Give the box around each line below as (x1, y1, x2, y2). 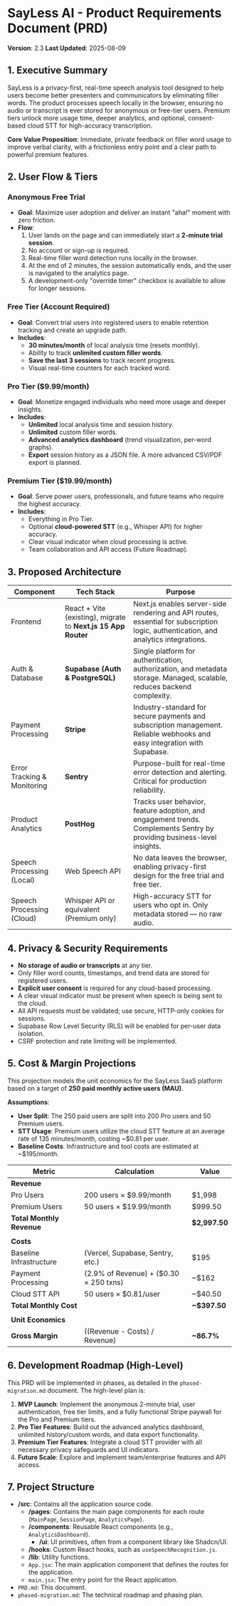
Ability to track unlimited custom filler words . (28, 348, 164, 357)
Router (65, 630, 89, 640)
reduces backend (133, 682, 192, 692)
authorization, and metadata (133, 664, 228, 674)
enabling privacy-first (133, 862, 207, 872)
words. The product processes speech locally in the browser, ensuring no (7, 98, 223, 107)
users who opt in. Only (133, 900, 208, 910)
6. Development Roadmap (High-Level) (7, 1359, 184, 1371)
